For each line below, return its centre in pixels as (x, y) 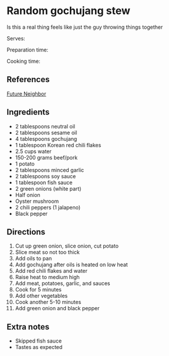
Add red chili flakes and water (51, 271)
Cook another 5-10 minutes (48, 302)
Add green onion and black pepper (57, 308)
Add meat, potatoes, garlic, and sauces (62, 283)
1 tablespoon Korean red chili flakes (58, 145)
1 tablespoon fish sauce (44, 182)
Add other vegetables (41, 296)
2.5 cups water (33, 151)
